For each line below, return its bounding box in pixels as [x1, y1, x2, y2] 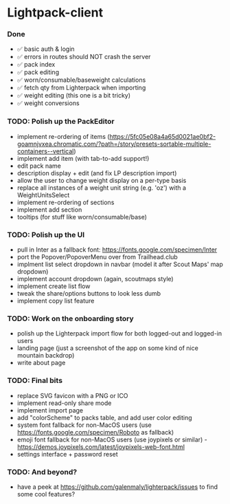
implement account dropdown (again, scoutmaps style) [16, 275, 174, 283]
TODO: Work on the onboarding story [7, 314, 134, 323]
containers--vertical [16, 146, 74, 155]
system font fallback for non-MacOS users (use [16, 421, 152, 429]
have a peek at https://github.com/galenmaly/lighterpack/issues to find [16, 483, 218, 491]
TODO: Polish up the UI [7, 230, 85, 239]
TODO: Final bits [7, 376, 63, 386]
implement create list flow [16, 282, 91, 290]
